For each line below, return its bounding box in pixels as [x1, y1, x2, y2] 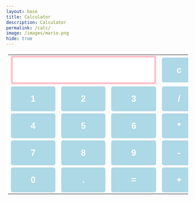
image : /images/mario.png [6, 30, 69, 36]
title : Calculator [6, 14, 51, 20]
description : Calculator [6, 19, 67, 25]
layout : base [6, 8, 38, 15]
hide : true [6, 36, 33, 41]
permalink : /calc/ [6, 25, 51, 31]
